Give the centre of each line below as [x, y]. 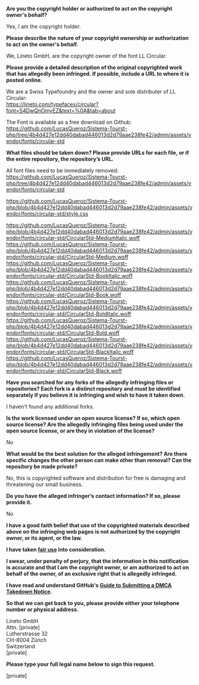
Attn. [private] [23, 627]
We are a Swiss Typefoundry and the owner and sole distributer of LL [91, 91]
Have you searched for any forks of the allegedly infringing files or [90, 382]
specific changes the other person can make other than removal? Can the [99, 460]
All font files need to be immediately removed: [62, 170]
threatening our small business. [45, 484]
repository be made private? [42, 466]
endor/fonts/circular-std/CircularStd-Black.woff [64, 371]
